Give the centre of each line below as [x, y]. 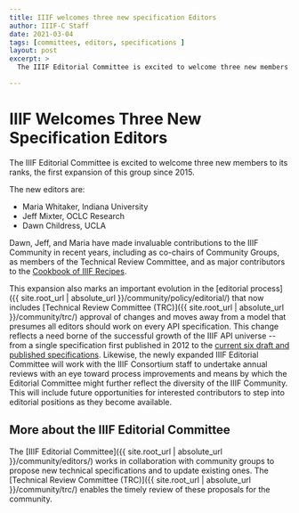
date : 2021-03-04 [41, 34]
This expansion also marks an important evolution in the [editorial [129, 288]
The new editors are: [47, 189]
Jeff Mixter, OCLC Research [73, 216]
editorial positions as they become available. [91, 402]
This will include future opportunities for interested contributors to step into [147, 392]
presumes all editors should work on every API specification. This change [144, 326]
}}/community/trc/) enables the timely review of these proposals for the [140, 489]
